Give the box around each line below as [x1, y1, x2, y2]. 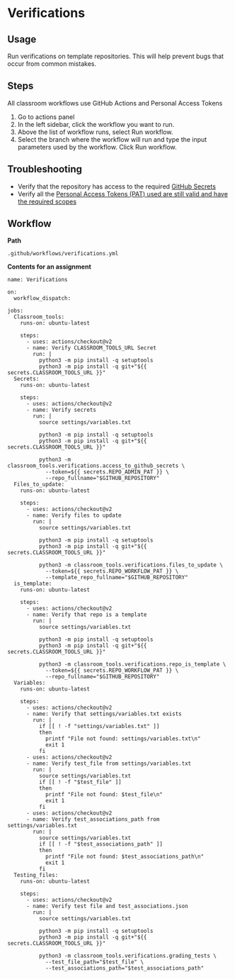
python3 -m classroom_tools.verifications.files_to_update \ [38, 561, 223, 569]
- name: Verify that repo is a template [25, 611, 147, 618]
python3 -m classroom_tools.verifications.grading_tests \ [38, 952, 217, 960]
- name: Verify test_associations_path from [25, 816, 160, 823]
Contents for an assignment [7, 262, 92, 271]
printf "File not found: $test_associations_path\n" [45, 853, 204, 861]
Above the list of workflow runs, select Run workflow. [17, 128, 173, 136]
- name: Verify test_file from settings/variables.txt [25, 760, 192, 767]
